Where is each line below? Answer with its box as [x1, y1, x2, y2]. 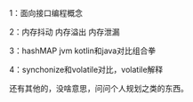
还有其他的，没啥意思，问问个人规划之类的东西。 [9, 83, 189, 93]
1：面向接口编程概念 [9, 8, 83, 18]
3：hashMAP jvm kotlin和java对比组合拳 [9, 45, 157, 56]
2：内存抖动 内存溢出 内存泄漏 [9, 27, 120, 37]
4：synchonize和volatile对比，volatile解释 [9, 65, 164, 75]
